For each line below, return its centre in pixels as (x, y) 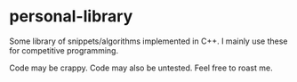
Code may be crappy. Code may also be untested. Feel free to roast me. (141, 68)
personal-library (71, 16)
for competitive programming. (64, 50)
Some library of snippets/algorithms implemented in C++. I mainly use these (148, 41)
